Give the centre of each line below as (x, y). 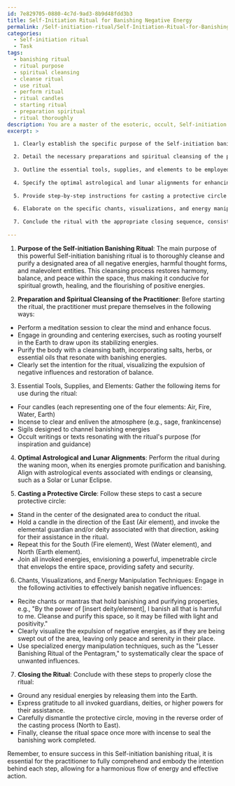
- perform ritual (39, 92)
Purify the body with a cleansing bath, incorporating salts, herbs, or (114, 350)
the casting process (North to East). (69, 725)
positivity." (33, 623)
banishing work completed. (57, 740)
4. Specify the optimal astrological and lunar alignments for (107, 183)
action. (17, 775)
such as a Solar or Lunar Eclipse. (64, 480)
